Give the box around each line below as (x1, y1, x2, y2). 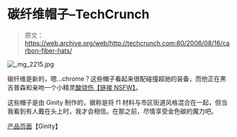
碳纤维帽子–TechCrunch (7, 6, 150, 22)
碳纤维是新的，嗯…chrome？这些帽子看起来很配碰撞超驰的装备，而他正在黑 (7, 74, 227, 83)
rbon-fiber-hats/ (24, 46, 73, 55)
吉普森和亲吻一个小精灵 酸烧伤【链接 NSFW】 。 (7, 83, 142, 91)
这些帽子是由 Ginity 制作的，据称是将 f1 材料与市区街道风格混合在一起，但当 (7, 98, 228, 106)
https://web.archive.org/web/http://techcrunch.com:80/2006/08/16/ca (24, 39, 230, 47)
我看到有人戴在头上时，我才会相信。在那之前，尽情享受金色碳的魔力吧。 (7, 107, 217, 115)
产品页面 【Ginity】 (7, 122, 62, 130)
